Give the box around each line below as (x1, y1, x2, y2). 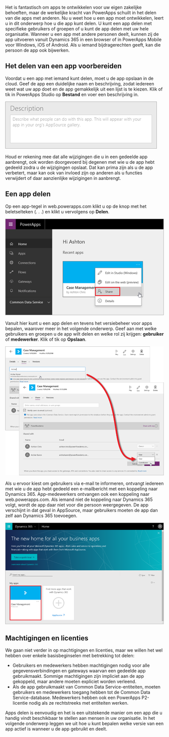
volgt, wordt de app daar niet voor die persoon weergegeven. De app (5, 502, 148, 508)
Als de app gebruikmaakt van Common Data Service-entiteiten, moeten (12, 684, 161, 690)
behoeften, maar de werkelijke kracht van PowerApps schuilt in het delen (5, 10, 157, 16)
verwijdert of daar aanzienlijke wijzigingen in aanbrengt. (5, 175, 121, 181)
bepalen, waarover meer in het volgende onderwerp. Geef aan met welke (5, 326, 157, 332)
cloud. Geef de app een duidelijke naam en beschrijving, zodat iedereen (5, 80, 154, 86)
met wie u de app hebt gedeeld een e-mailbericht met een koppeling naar (5, 486, 158, 492)
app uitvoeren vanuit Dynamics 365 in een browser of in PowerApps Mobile (5, 36, 162, 42)
